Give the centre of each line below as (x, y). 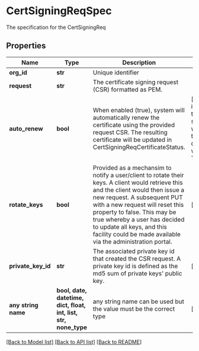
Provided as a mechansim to (132, 168)
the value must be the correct (134, 308)
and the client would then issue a (139, 190)
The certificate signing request (136, 82)
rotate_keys (26, 204)
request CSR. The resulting (130, 132)
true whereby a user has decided (139, 219)
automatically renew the (126, 118)
